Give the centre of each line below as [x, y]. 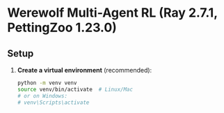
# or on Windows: [42, 96]
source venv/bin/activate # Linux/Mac [75, 89]
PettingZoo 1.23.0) [62, 28]
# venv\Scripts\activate [53, 103]
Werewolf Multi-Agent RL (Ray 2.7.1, [112, 13]
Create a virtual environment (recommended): [85, 70]
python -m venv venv [47, 83]
